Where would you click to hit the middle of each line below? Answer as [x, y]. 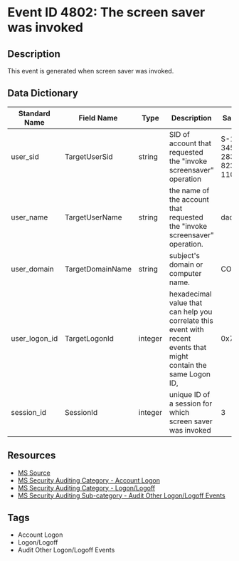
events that [188, 347]
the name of [189, 190]
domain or [186, 264]
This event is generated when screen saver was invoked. [91, 71]
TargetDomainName [98, 269]
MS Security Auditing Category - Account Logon [89, 480]
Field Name [98, 118]
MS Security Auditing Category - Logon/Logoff [86, 488]
